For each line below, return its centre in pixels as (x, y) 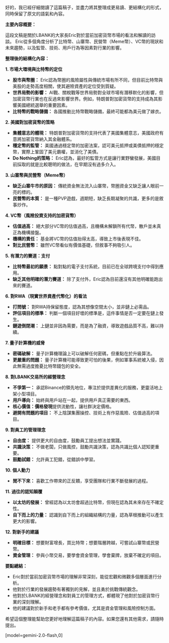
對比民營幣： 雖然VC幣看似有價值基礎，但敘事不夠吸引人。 (73, 245)
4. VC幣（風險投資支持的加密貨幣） (42, 215)
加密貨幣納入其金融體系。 (48, 139)
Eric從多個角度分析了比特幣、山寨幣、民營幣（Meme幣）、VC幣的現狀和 (89, 41)
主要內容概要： (21, 24)
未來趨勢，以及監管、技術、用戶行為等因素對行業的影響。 (65, 48)
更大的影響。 (26, 521)
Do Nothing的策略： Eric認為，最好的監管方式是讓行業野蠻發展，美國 (84, 158)
